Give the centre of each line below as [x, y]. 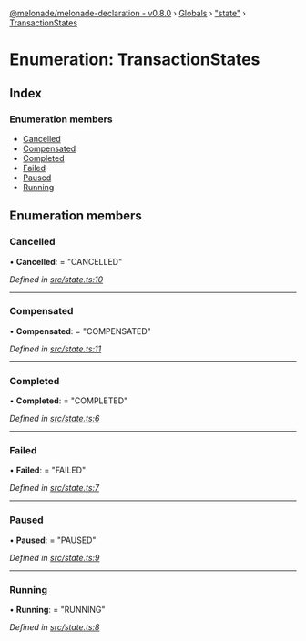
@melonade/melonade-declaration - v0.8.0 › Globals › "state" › [127, 13]
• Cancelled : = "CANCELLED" [66, 261]
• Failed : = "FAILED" [48, 470]
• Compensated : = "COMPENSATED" [81, 331]
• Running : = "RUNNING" [58, 610]
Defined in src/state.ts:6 [55, 419]
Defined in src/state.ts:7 [55, 488]
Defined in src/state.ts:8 [55, 627]
